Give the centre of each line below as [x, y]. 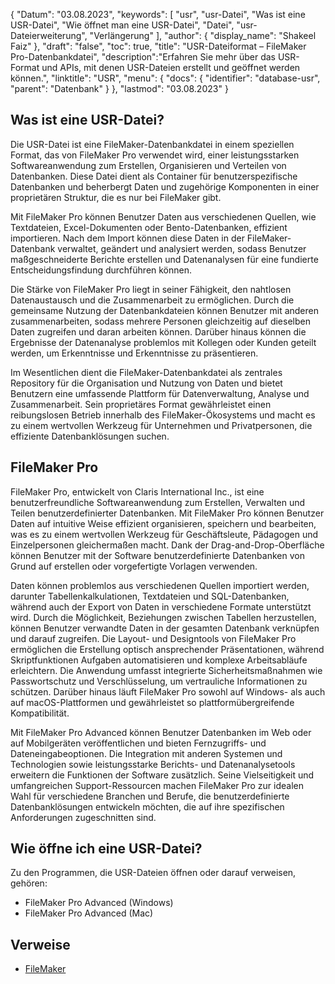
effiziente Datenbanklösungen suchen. [90, 436]
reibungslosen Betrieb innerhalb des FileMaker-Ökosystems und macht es [163, 415]
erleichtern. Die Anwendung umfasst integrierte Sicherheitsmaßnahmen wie [166, 670]
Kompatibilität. [40, 713]
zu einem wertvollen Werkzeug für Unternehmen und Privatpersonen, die [161, 425]
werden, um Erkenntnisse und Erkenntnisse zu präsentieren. [134, 353]
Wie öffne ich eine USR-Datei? [106, 849]
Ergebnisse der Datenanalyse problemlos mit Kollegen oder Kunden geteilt [163, 342]
